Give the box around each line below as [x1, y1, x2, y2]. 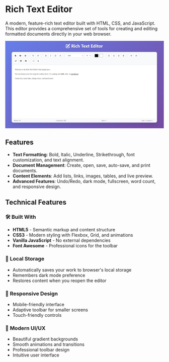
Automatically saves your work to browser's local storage [12, 266, 132, 273]
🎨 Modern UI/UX [5, 324, 46, 331]
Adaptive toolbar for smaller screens [12, 307, 88, 313]
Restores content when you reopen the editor [12, 278, 107, 284]
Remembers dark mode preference [12, 272, 86, 278]
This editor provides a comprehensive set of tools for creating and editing [5, 25, 158, 31]
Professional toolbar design [12, 347, 69, 353]
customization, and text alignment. [12, 157, 84, 163]
